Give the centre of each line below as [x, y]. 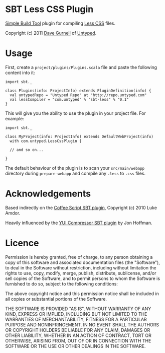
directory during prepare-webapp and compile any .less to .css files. [75, 173]
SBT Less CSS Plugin [49, 9]
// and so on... [27, 150]
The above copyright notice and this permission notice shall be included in [82, 294]
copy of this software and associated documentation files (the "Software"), [83, 262]
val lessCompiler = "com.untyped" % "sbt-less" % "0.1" [69, 99]
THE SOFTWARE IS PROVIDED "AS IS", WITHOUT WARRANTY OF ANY [78, 309]
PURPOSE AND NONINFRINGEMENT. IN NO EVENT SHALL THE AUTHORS [82, 325]
